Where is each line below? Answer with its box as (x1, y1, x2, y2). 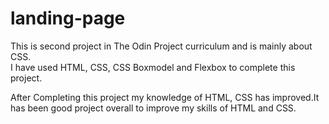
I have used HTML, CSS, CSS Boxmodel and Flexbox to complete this (10, 61, 296, 73)
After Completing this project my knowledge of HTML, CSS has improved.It (10, 91, 320, 103)
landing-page (10, 7, 126, 30)
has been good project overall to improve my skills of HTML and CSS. (10, 102, 297, 114)
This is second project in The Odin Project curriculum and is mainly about (10, 40, 313, 52)
